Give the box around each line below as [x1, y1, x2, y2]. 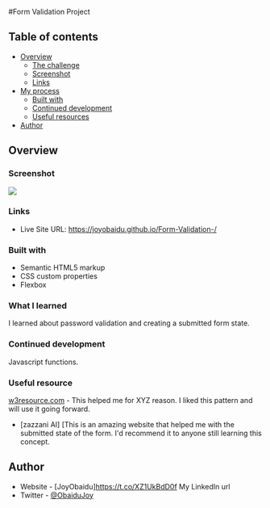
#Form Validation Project [8, 7, 90, 16]
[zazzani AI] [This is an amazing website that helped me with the [19, 419, 235, 429]
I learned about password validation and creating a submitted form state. [8, 318, 250, 328]
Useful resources [31, 111, 90, 121]
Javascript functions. [8, 357, 79, 367]
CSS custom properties [19, 271, 98, 281]
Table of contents [8, 30, 98, 44]
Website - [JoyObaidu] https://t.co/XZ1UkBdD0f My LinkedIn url [19, 481, 231, 491]
